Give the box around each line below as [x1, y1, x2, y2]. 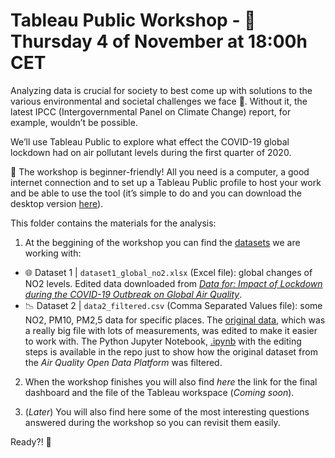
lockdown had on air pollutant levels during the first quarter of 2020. [10, 146, 292, 158]
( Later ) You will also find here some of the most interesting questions [24, 405, 310, 418]
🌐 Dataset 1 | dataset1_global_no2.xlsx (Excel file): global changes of [24, 266, 313, 278]
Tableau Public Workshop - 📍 [10, 9, 257, 32]
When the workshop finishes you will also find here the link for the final [24, 375, 318, 388]
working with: [24, 247, 82, 259]
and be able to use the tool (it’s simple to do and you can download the [10, 187, 302, 199]
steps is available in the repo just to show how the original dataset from [24, 345, 318, 358]
